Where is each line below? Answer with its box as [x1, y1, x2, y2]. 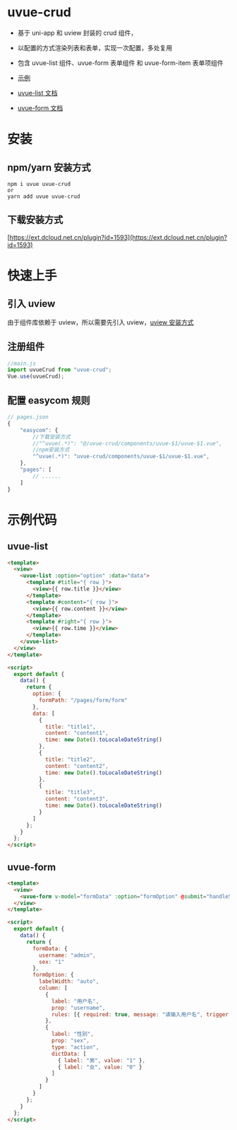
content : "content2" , [44, 762, 109, 769]
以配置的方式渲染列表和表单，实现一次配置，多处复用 [17, 43, 173, 52]
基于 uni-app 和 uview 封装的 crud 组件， [17, 28, 138, 37]
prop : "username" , [51, 1004, 106, 1011]
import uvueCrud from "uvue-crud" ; [7, 366, 112, 373]
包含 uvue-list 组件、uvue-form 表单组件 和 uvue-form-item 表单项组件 [17, 58, 224, 67]
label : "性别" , [51, 1030, 94, 1038]
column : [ [38, 984, 68, 992]
